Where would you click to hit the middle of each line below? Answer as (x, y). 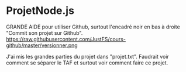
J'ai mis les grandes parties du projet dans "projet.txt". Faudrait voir (88, 56)
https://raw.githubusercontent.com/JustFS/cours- (66, 39)
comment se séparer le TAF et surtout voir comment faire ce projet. (87, 63)
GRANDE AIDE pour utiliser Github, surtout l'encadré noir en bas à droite (93, 27)
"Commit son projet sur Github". (44, 33)
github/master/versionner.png (42, 45)
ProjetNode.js (40, 11)
